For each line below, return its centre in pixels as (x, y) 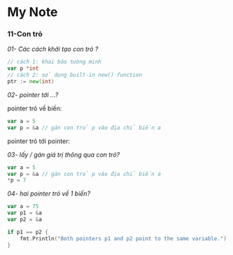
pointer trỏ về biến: (35, 108)
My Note (33, 12)
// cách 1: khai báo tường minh (54, 62)
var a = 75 (23, 207)
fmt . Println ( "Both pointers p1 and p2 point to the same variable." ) (123, 238)
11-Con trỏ (25, 34)
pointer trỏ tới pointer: (39, 141)
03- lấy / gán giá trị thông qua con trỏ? (64, 154)
